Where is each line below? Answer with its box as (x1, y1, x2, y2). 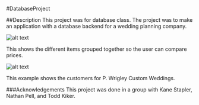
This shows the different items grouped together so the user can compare (6, 45, 187, 52)
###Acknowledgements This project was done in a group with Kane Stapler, (6, 86, 192, 93)
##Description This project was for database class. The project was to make (6, 17, 193, 23)
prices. (6, 52, 23, 58)
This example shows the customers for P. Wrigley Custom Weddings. (6, 75, 175, 81)
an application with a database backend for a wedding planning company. (6, 23, 187, 29)
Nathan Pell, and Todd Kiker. (6, 93, 76, 99)
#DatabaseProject (6, 5, 50, 12)
